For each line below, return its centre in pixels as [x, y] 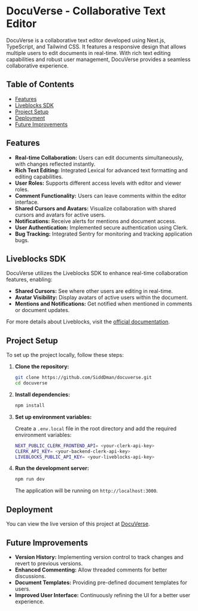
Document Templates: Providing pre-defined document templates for [101, 582]
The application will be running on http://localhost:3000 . [86, 491]
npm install [30, 405]
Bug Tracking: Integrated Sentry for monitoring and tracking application [103, 234]
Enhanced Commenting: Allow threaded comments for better [91, 570]
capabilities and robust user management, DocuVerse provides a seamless [98, 59]
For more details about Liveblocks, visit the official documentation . [88, 322]
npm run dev [30, 479]
